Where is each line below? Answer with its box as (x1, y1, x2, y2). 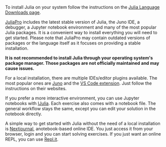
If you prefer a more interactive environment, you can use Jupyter (5, 95, 140, 101)
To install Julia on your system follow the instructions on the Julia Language (5, 4, 160, 10)
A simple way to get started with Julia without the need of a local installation (5, 121, 161, 126)
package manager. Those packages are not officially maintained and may (5, 60, 160, 66)
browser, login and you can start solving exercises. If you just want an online (5, 131, 161, 137)
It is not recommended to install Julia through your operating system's (5, 55, 153, 61)
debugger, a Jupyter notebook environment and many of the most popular (5, 24, 157, 30)
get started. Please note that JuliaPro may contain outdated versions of (5, 35, 150, 41)
